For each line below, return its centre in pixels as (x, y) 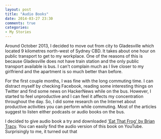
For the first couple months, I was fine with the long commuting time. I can (79, 81)
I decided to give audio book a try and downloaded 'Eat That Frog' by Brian (80, 121)
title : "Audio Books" (27, 14)
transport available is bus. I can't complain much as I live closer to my (74, 66)
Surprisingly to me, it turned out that (41, 131)
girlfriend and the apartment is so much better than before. (64, 71)
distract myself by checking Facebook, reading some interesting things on (79, 86)
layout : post (18, 9)
